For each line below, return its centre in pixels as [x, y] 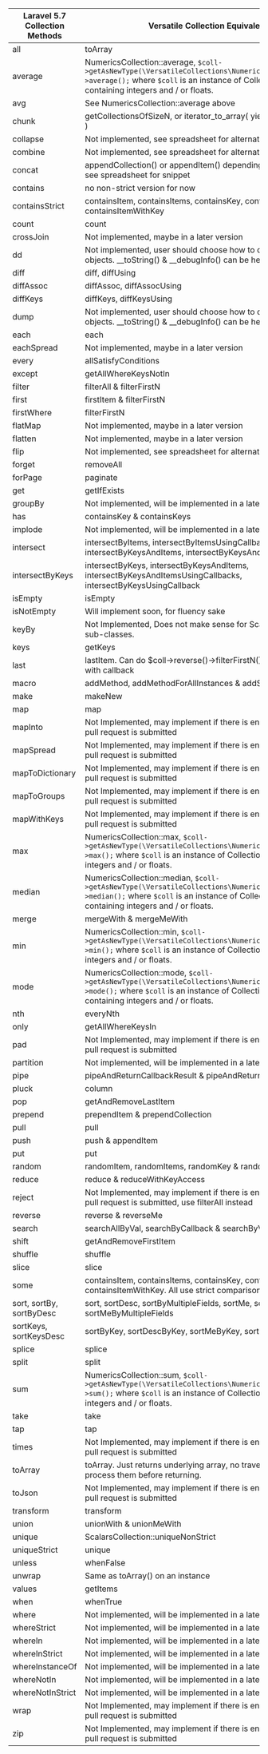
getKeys [100, 647]
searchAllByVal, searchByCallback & [153, 1228]
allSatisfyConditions [122, 361]
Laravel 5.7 [44, 16]
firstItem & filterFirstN [125, 400]
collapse [28, 139]
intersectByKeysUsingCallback [143, 585]
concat [25, 170]
